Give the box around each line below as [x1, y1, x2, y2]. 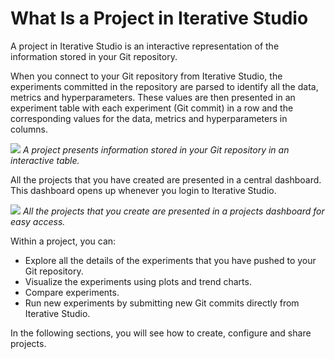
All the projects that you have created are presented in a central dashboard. [10, 173, 322, 186]
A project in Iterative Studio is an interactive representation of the [10, 40, 280, 52]
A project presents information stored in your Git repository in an [22, 143, 290, 156]
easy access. [10, 215, 66, 227]
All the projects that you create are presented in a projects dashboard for [22, 205, 325, 217]
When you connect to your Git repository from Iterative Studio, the [10, 70, 283, 82]
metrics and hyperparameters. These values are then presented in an [10, 91, 296, 103]
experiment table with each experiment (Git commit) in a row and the [10, 102, 294, 114]
